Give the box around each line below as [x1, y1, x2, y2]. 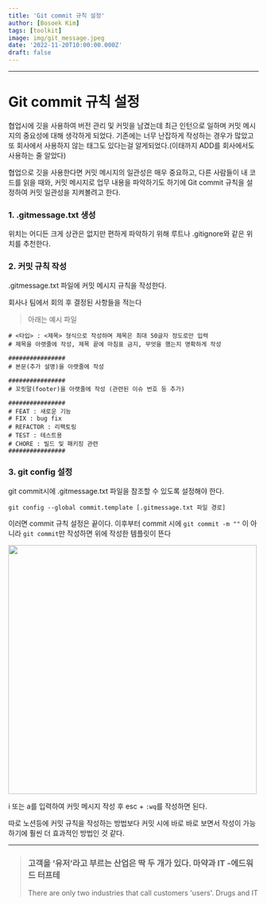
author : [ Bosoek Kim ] [8, 19, 80, 27]
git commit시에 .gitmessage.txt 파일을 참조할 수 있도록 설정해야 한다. [8, 486, 225, 496]
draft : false [8, 49, 52, 57]
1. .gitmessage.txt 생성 [8, 209, 96, 220]
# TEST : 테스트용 [8, 431, 63, 439]
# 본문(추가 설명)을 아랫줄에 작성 [8, 362, 105, 370]
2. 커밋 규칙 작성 [8, 261, 68, 272]
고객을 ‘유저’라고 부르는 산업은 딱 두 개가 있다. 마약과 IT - [27, 857, 231, 868]
